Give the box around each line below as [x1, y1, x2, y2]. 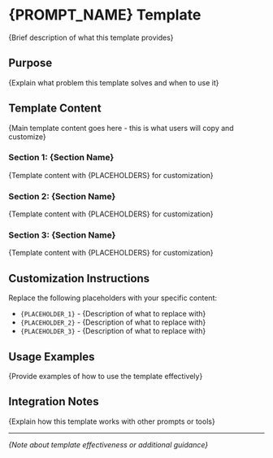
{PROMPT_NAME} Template [8, 6, 201, 24]
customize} [8, 132, 46, 142]
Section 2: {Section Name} [8, 190, 116, 202]
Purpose [8, 56, 53, 70]
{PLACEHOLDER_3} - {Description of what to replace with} [19, 326, 206, 336]
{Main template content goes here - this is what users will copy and [8, 123, 234, 133]
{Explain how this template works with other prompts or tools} [8, 417, 215, 426]
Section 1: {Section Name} [8, 152, 115, 164]
